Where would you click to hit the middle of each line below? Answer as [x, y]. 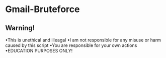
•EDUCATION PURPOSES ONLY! [39, 51]
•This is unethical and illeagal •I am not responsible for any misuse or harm [83, 40]
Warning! [20, 28]
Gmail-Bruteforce [43, 9]
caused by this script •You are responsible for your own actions [71, 45]
